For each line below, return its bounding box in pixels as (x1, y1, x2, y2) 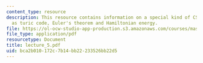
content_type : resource (6, 8, 66, 15)
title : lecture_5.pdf (6, 43, 61, 49)
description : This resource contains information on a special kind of (6, 14, 190, 20)
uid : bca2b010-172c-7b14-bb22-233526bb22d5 (6, 48, 118, 54)
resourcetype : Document (6, 37, 66, 43)
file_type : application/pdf (6, 31, 77, 37)
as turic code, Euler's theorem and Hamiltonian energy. (11, 20, 158, 26)
